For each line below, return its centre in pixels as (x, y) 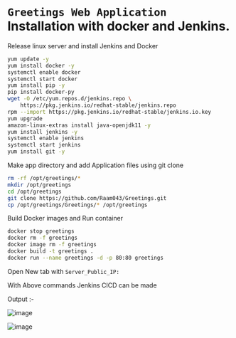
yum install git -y (36, 152)
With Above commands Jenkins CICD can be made (82, 285)
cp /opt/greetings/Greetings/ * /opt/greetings (77, 205)
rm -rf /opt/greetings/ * (44, 179)
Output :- (21, 299)
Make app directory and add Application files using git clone (95, 165)
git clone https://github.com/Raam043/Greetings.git (87, 198)
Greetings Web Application (87, 12)
